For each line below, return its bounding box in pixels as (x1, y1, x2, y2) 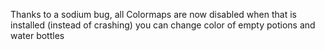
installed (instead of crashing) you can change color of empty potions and (10, 19, 316, 31)
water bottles (10, 30, 65, 41)
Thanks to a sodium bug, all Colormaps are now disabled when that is (10, 9, 297, 20)
